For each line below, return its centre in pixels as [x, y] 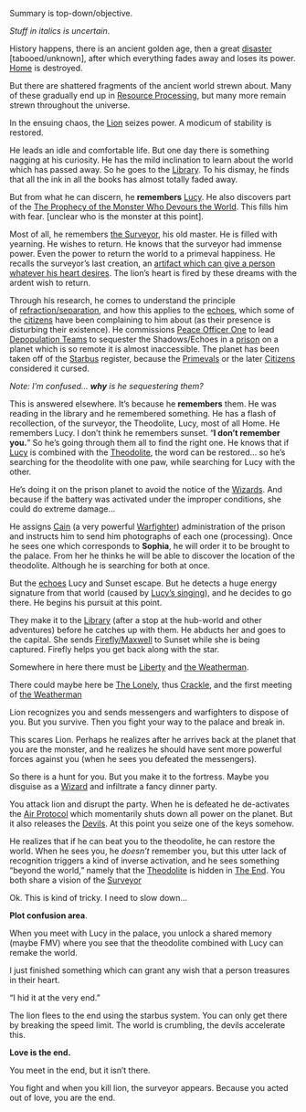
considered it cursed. [49, 368]
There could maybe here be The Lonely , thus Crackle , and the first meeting [151, 685]
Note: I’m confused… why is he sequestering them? [106, 386]
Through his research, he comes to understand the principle [122, 300]
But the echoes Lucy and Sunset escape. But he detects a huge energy [143, 583]
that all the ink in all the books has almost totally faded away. [124, 179]
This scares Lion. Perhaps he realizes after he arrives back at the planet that [153, 740]
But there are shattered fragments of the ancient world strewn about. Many [151, 85]
